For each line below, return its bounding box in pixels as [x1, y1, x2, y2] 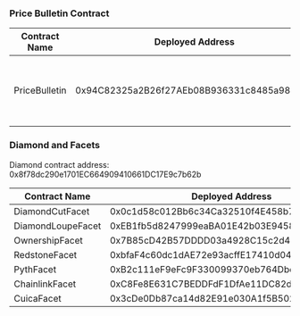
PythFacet [13, 262, 56, 275]
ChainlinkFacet [13, 278, 77, 290]
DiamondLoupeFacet [13, 220, 102, 232]
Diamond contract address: [9, 159, 110, 170]
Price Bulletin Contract [9, 7, 110, 20]
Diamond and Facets [9, 139, 101, 152]
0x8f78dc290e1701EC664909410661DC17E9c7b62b [9, 169, 202, 179]
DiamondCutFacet [13, 204, 90, 217]
